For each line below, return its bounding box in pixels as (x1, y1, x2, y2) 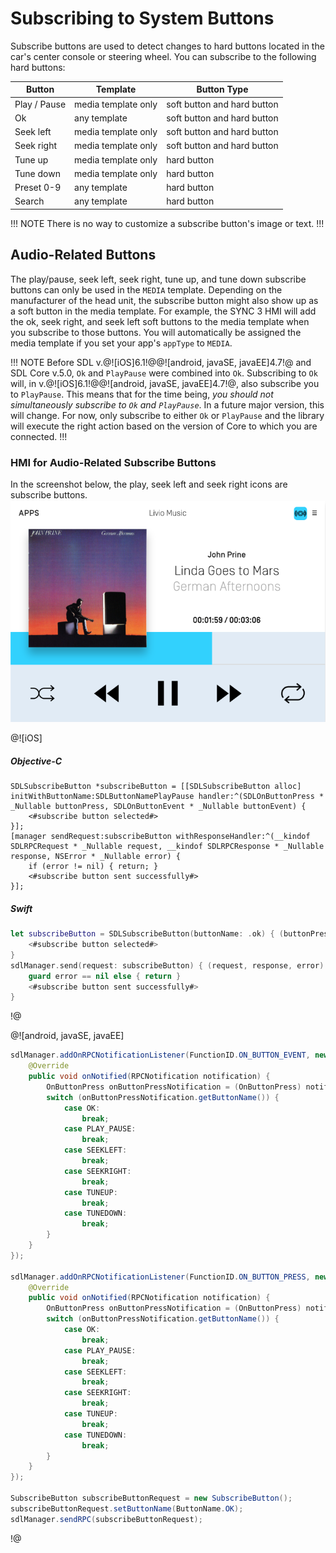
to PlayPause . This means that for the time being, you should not (10, 388, 274, 400)
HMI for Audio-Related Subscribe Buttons (10, 455, 217, 469)
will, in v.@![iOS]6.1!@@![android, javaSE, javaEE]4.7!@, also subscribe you (10, 377, 320, 389)
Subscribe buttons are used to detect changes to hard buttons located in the (10, 40, 325, 52)
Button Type (196, 83, 249, 96)
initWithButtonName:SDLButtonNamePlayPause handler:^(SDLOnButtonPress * (10, 792, 325, 802)
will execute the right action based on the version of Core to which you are (10, 420, 318, 432)
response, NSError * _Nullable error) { (10, 852, 182, 862)
